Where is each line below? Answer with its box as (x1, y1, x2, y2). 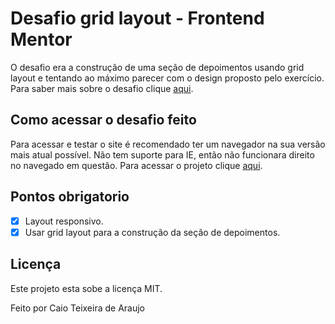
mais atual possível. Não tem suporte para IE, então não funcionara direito (10, 148, 315, 161)
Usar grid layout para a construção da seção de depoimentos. (24, 226, 281, 238)
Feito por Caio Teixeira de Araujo (10, 302, 145, 314)
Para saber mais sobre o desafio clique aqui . (10, 82, 194, 94)
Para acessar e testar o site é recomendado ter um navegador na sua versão (10, 138, 326, 150)
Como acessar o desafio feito (10, 112, 197, 129)
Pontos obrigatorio (10, 188, 130, 206)
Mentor (10, 28, 73, 51)
